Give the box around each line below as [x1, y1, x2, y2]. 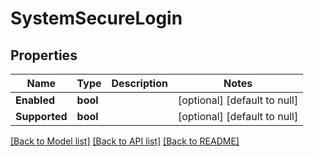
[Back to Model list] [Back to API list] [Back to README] [10, 135, 240, 147]
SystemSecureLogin [10, 7, 183, 30]
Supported [15, 110, 68, 123]
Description [111, 77, 168, 90]
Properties [10, 47, 78, 64]
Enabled [15, 93, 56, 107]
